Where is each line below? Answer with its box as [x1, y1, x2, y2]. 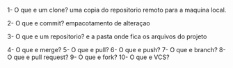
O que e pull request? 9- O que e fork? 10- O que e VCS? [7, 53, 170, 61]
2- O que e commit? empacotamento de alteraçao [7, 19, 151, 27]
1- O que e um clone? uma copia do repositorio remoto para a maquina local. [7, 6, 227, 14]
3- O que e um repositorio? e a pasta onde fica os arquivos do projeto [7, 32, 207, 41]
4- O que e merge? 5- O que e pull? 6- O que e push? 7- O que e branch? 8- [7, 46, 226, 54]
